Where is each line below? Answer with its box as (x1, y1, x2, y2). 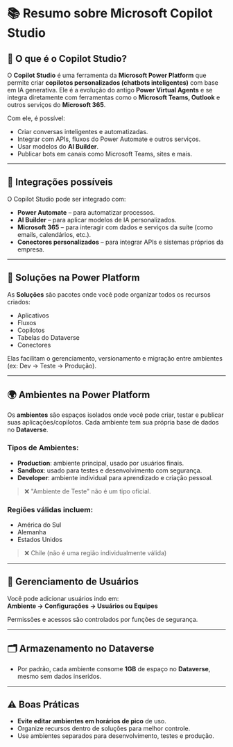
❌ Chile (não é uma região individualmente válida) (24, 549, 167, 557)
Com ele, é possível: (7, 114, 65, 122)
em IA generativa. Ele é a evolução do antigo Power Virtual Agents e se (7, 86, 213, 94)
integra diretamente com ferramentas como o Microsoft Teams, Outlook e (7, 93, 221, 101)
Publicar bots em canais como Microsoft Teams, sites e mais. (17, 150, 193, 158)
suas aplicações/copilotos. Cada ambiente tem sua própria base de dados (7, 418, 219, 427)
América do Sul (17, 520, 62, 529)
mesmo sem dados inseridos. (17, 672, 102, 680)
